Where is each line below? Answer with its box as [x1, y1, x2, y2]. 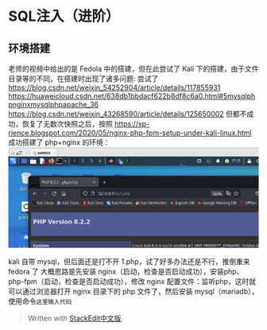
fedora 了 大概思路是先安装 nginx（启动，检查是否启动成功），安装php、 [8, 266, 244, 276]
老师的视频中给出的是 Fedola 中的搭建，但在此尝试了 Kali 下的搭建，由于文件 [8, 64, 259, 73]
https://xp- [114, 119, 150, 128]
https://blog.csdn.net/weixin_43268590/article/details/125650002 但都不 [8, 109, 247, 118]
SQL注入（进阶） [8, 7, 120, 25]
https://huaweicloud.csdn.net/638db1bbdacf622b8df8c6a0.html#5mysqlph [8, 91, 256, 100]
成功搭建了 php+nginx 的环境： [8, 138, 110, 147]
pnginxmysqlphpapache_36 [8, 100, 99, 109]
